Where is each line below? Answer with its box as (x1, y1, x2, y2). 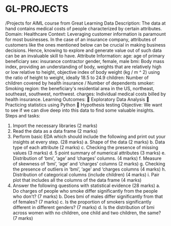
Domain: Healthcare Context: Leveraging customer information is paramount (5, 31, 166, 37)
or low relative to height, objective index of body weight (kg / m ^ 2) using (5, 69, 160, 75)
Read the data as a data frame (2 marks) (12, 128, 98, 134)
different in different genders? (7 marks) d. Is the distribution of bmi (12, 204, 155, 210)
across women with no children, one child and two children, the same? (12, 210, 161, 216)
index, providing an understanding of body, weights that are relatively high (5, 64, 162, 70)
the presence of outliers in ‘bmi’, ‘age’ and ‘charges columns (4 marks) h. (12, 166, 166, 172)
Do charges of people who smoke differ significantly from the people (12, 188, 158, 194)
